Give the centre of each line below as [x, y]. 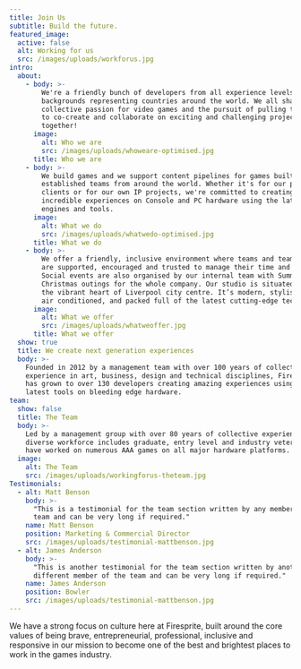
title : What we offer [73, 334]
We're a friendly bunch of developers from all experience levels [168, 92]
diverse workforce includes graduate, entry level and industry [148, 442]
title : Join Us [38, 17]
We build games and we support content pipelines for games [156, 176]
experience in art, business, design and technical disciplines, [150, 376]
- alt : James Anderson [60, 550]
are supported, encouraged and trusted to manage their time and [166, 268]
